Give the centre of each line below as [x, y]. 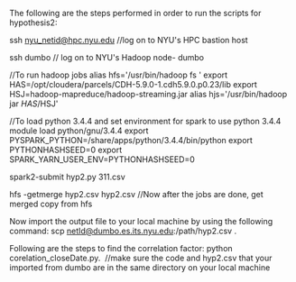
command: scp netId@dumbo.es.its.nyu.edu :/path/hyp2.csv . [123, 231]
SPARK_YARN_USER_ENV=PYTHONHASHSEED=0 [102, 159]
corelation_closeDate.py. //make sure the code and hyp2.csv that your [141, 258]
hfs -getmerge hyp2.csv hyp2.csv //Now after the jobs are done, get [136, 194]
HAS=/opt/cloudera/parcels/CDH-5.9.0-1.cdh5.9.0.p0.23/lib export [133, 84]
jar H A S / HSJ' [34, 104]
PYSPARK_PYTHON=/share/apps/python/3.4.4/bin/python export [131, 140]
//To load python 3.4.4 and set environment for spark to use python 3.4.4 [145, 121]
